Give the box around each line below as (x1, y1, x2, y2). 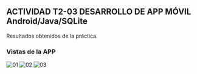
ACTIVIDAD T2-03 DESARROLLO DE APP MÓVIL (6, 7, 192, 17)
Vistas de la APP (6, 47, 56, 56)
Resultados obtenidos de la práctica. (6, 32, 98, 39)
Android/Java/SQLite (6, 16, 88, 27)
